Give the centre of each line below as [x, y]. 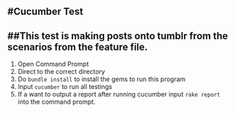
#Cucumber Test [45, 12]
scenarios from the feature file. [78, 47]
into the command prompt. [56, 102]
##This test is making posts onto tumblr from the [118, 36]
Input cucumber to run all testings [65, 87]
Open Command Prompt [53, 64]
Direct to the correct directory [61, 72]
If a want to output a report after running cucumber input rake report [119, 95]
